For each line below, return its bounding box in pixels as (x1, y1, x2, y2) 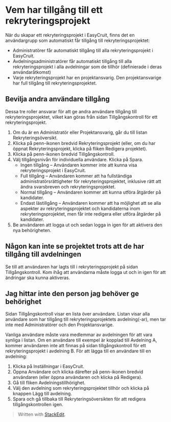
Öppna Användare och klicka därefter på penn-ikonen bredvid (12, 369, 143, 375)
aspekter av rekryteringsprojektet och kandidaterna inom (20, 205, 140, 212)
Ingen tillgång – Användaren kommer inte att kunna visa (20, 162, 137, 168)
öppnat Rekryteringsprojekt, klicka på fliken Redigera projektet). (12, 145, 148, 152)
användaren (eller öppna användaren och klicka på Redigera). (12, 374, 143, 381)
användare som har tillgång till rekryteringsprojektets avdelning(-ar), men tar (5, 316, 166, 323)
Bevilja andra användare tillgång (5, 95, 110, 103)
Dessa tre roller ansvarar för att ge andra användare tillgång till (5, 108, 137, 114)
